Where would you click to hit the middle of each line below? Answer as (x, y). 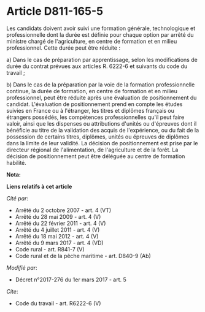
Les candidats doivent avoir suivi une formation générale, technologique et (101, 28)
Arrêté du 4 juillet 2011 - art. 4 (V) (57, 230)
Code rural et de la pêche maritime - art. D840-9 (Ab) (83, 256)
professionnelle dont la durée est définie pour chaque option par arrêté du (100, 34)
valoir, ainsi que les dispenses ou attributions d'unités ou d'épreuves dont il (102, 123)
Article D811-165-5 (55, 11)
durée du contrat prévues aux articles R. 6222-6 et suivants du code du (97, 66)
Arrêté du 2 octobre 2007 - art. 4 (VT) (63, 210)
